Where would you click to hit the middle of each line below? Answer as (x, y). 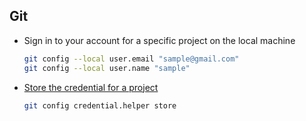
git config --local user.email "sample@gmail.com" (131, 59)
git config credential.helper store (100, 105)
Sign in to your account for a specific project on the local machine (159, 40)
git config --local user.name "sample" (107, 68)
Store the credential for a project (91, 87)
